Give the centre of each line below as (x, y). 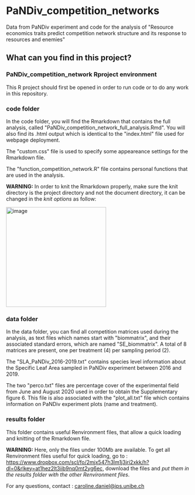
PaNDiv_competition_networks (83, 11)
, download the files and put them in (146, 468)
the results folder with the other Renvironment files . (68, 475)
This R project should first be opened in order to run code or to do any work (97, 87)
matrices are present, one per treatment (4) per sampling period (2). (88, 350)
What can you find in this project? (69, 58)
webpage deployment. (33, 140)
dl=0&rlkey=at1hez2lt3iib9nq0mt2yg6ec (54, 468)
